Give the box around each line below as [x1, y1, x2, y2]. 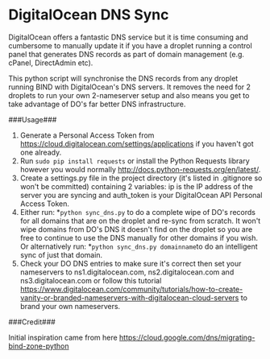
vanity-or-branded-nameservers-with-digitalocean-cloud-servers [19, 292, 239, 303]
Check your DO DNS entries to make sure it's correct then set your [19, 258, 242, 268]
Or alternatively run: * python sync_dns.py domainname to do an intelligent [19, 241, 258, 251]
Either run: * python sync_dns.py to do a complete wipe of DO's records [19, 207, 256, 217]
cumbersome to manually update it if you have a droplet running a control [8, 40, 252, 50]
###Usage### [8, 114, 57, 124]
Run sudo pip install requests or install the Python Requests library [19, 155, 250, 166]
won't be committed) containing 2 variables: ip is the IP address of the [19, 181, 254, 191]
